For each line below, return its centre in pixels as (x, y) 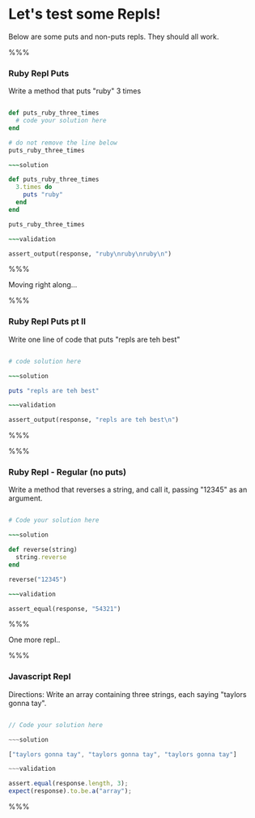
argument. (25, 498)
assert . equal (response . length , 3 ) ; (68, 784)
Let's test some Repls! (85, 14)
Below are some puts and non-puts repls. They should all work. (114, 37)
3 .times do (34, 187)
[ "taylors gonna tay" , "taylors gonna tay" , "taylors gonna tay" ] (123, 754)
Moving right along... (43, 285)
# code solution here (45, 361)
